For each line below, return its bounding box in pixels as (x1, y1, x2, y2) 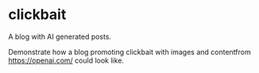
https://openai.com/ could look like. (8, 56, 125, 65)
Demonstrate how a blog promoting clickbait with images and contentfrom (8, 47, 252, 56)
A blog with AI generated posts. (8, 32, 112, 41)
